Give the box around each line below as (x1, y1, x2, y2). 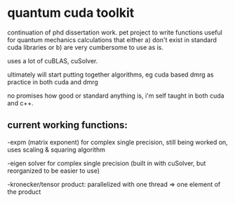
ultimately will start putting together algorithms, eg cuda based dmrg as (7, 70, 214, 79)
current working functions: (7, 119, 128, 131)
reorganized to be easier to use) (7, 166, 100, 175)
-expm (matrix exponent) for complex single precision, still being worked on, (7, 138, 228, 146)
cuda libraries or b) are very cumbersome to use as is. (7, 43, 163, 51)
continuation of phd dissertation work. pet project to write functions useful (7, 28, 222, 37)
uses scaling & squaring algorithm (7, 145, 105, 154)
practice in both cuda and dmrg (7, 77, 98, 86)
